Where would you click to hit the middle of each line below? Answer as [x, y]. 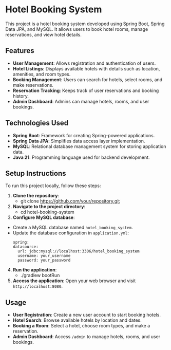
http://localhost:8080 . [38, 286]
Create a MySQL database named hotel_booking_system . [73, 228]
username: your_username [44, 256]
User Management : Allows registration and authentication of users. [84, 63]
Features [20, 51]
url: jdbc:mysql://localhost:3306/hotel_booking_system [79, 251]
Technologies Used [37, 123]
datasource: [25, 247]
